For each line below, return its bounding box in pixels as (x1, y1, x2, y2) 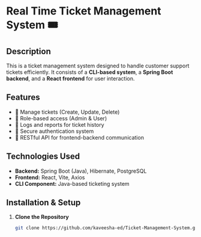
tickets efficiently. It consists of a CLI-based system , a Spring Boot (6, 69, 173, 76)
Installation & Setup (6, 197, 81, 208)
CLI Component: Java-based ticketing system (14, 180, 130, 187)
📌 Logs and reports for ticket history (14, 121, 104, 128)
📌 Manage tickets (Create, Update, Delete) (14, 108, 120, 115)
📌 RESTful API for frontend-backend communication (14, 134, 144, 141)
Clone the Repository (14, 214, 69, 221)
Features (6, 92, 40, 103)
